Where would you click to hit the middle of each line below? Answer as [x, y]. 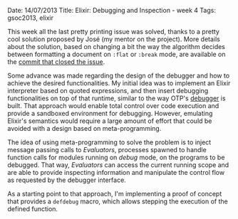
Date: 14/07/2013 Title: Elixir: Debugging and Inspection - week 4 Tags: [112, 10]
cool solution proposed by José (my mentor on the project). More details [114, 39]
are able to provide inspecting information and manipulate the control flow [116, 172]
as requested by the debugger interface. [67, 180]
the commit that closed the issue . [56, 62]
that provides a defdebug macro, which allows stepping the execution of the [118, 201]
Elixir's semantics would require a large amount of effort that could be [110, 121]
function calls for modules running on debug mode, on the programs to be [116, 157]
